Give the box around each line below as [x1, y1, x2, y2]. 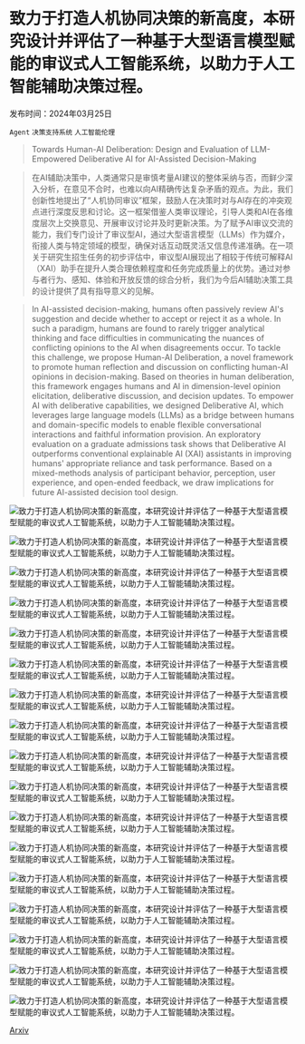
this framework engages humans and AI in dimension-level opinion [31, 380, 281, 391]
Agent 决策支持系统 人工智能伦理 [9, 128, 116, 137]
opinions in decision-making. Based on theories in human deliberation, [31, 371, 295, 382]
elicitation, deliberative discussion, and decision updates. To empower [31, 390, 294, 401]
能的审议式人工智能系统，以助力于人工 [9, 54, 296, 74]
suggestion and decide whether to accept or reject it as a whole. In [31, 313, 281, 324]
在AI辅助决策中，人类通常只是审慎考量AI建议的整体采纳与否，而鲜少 [31, 171, 285, 182]
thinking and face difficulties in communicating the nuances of [31, 332, 265, 343]
